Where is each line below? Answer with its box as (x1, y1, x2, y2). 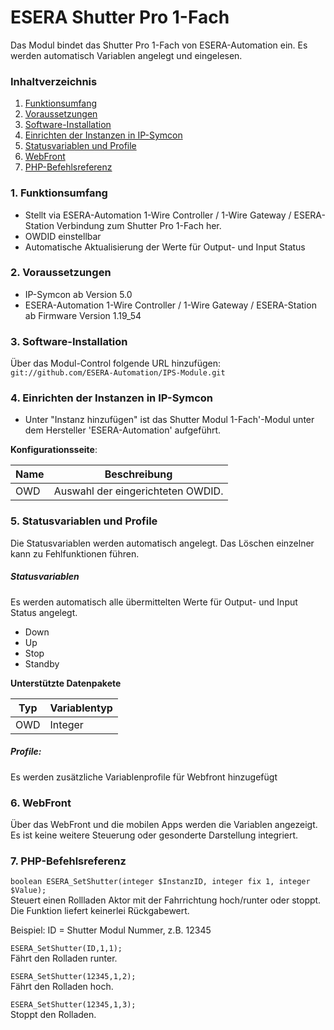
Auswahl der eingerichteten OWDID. (53, 484, 224, 498)
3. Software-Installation (10, 334, 128, 348)
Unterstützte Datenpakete (10, 677, 122, 689)
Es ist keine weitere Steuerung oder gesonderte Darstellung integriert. (10, 829, 299, 841)
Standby (24, 657, 60, 670)
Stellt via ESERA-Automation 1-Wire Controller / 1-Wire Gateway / (24, 209, 292, 221)
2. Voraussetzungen (10, 266, 112, 280)
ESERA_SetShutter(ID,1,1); (10, 944, 123, 954)
